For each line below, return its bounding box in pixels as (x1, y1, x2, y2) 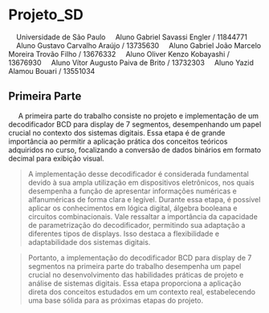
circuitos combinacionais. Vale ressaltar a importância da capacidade (27, 211, 259, 222)
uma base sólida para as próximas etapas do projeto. (27, 295, 204, 305)
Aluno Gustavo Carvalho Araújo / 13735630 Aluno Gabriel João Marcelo (15, 40, 262, 50)
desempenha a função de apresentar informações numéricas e (27, 186, 237, 196)
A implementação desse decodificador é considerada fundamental (27, 169, 249, 178)
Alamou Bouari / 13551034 (8, 66, 96, 75)
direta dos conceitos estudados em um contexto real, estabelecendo (27, 287, 256, 296)
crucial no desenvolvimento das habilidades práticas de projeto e (27, 270, 244, 279)
